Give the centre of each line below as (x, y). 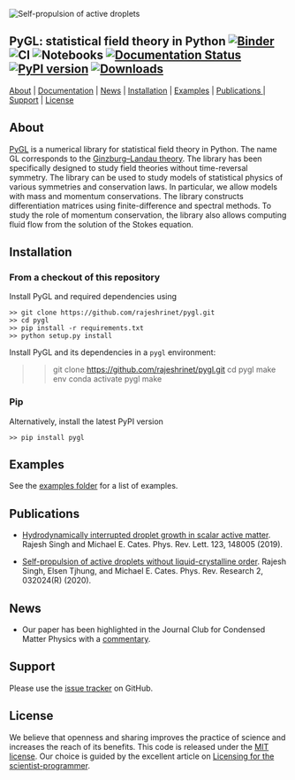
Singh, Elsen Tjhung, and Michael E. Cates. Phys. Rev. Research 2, (142, 571)
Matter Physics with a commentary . (86, 639)
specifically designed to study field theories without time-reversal (129, 167)
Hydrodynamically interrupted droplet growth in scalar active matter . (146, 535)
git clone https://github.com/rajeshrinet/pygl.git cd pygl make (164, 370)
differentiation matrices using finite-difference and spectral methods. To (140, 205)
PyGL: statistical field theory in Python (118, 41)
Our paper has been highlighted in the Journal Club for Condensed (144, 629)
